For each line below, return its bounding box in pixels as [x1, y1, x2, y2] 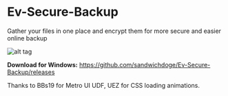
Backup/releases [7, 68, 55, 76]
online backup [7, 34, 48, 42]
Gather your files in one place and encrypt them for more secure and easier [7, 27, 222, 35]
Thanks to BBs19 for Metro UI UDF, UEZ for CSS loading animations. [7, 81, 200, 89]
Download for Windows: [7, 60, 78, 69]
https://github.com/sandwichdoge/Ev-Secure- [79, 60, 211, 69]
